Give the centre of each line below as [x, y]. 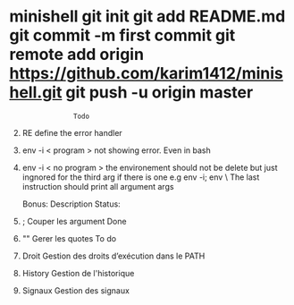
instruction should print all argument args [98, 186]
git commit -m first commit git [122, 35]
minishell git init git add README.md [147, 17]
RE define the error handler [72, 132]
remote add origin [77, 55]
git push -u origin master [160, 93]
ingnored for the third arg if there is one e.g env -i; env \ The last [141, 177]
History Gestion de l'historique [78, 273]
